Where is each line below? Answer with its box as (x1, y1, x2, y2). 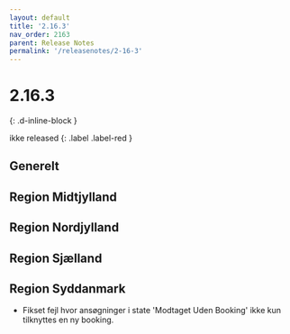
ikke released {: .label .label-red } (9, 132, 133, 144)
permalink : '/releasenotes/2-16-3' (9, 47, 143, 56)
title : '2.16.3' (9, 22, 70, 31)
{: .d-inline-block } (9, 115, 78, 126)
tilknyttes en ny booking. (22, 314, 114, 325)
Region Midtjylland (9, 189, 117, 204)
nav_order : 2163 (9, 30, 70, 39)
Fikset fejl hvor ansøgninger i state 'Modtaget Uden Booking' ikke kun (22, 305, 282, 316)
